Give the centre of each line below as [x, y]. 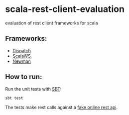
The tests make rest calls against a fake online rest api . [62, 107]
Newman [22, 61]
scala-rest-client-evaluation [65, 9]
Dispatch [21, 50]
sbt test [14, 98]
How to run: [24, 77]
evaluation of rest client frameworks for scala [52, 23]
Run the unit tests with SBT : [33, 89]
